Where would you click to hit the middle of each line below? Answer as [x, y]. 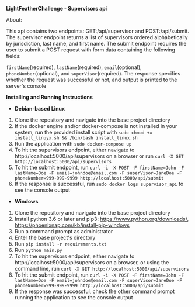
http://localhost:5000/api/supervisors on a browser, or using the [92, 262]
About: [14, 20]
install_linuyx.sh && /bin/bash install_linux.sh [76, 138]
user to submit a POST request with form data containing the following [90, 50]
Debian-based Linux [40, 108]
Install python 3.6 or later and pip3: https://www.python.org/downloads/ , [101, 219]
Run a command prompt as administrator [64, 231]
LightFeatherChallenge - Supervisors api [57, 8]
